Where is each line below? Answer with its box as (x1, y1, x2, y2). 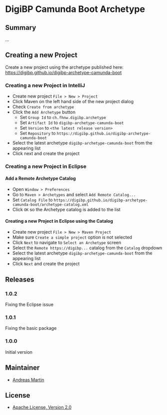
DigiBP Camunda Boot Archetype (5, 3, 146, 15)
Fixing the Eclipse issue (5, 301, 54, 307)
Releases (5, 275, 34, 283)
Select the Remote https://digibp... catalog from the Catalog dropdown (12, 245, 163, 251)
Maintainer (5, 364, 40, 372)
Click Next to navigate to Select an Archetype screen (12, 240, 121, 246)
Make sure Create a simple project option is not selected (12, 234, 132, 240)
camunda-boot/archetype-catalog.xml (12, 202, 89, 207)
